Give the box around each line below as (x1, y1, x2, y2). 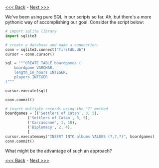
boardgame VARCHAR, (14, 65, 55, 70)
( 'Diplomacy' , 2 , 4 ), (27, 125, 72, 130)
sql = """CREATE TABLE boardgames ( (5, 61, 81, 66)
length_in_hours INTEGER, (14, 70, 68, 75)
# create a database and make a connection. (5, 42, 99, 47)
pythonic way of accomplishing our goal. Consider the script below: (5, 19, 145, 25)
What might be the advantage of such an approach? (5, 148, 112, 154)
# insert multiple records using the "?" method (5, 106, 108, 111)
